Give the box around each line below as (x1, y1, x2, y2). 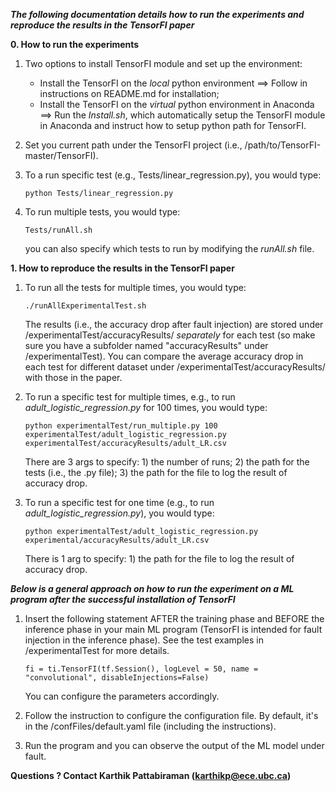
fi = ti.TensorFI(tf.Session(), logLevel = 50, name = (24, 664, 259, 674)
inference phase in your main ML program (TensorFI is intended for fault (24, 624, 323, 635)
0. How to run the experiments (10, 39, 140, 50)
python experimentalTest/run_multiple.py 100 (24, 421, 218, 431)
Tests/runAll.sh (24, 225, 93, 235)
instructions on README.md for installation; (39, 88, 220, 99)
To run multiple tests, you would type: (24, 206, 181, 218)
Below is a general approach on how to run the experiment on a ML (10, 583, 295, 594)
